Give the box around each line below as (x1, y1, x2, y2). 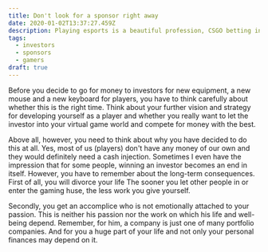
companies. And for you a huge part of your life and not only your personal (8, 226, 254, 236)
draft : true (8, 64, 48, 72)
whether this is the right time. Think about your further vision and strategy (8, 102, 251, 112)
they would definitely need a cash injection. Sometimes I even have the (8, 152, 242, 161)
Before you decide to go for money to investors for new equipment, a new (8, 85, 251, 95)
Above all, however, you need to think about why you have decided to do (8, 135, 247, 144)
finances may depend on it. (8, 234, 98, 244)
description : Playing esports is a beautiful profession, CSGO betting (8, 26, 251, 34)
